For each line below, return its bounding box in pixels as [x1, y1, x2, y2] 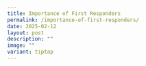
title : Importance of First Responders [7, 10, 121, 17]
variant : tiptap [7, 49, 53, 56]
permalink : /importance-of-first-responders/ [7, 16, 139, 23]
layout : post [7, 29, 45, 36]
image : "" [7, 42, 36, 49]
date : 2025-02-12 [7, 23, 57, 30]
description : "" [7, 36, 53, 43]
